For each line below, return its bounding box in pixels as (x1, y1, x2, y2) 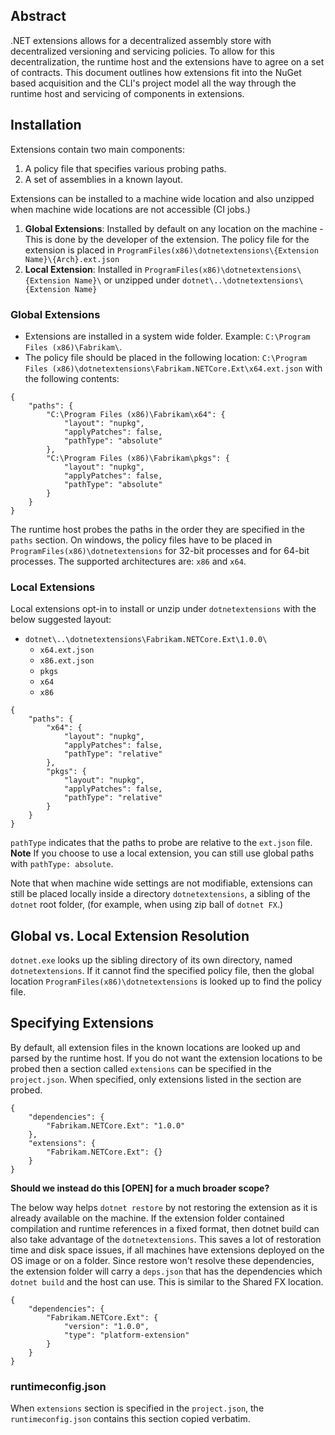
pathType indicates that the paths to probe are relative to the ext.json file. (10, 837, 313, 849)
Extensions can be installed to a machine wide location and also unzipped (10, 192, 315, 204)
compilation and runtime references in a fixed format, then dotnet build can (10, 1222, 320, 1234)
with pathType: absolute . (10, 858, 114, 870)
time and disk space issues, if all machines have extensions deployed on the (10, 1244, 325, 1256)
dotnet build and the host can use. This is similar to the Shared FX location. (10, 1275, 324, 1288)
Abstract (10, 8, 67, 25)
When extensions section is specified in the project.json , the (10, 1402, 265, 1414)
